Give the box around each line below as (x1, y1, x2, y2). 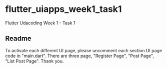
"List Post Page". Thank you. (5, 58, 64, 64)
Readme (5, 34, 31, 43)
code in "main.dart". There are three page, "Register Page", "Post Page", (5, 53, 154, 59)
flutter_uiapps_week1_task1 (5, 3, 122, 15)
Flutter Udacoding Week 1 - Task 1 (5, 20, 75, 26)
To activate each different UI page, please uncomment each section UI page (5, 47, 162, 53)
